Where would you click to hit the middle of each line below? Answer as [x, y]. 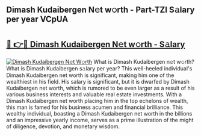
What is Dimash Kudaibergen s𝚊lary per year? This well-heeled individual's [99, 68]
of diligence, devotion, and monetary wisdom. [63, 126]
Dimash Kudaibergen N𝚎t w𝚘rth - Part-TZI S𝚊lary [100, 10]
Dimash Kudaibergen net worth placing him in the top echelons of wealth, [97, 101]
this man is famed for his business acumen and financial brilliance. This [95, 107]
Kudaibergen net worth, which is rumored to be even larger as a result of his [100, 88]
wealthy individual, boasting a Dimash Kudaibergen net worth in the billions [99, 113]
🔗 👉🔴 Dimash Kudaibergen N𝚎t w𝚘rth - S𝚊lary [96, 44]
